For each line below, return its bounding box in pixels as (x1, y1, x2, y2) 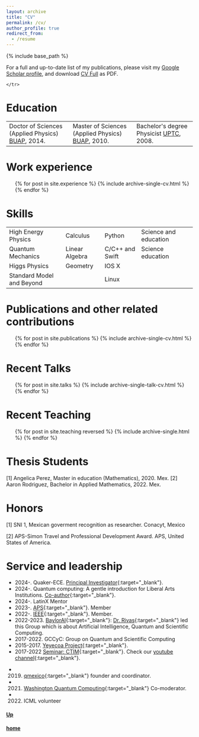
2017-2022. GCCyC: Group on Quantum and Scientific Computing (14, 636, 176, 643)
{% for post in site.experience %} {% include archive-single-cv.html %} (14, 180, 190, 187)
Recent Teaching (6, 408, 91, 421)
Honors (6, 501, 43, 515)
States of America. (6, 539, 52, 546)
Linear (65, 244, 84, 253)
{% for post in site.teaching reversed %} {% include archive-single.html (14, 427, 190, 435)
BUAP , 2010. (72, 137, 110, 145)
